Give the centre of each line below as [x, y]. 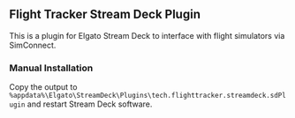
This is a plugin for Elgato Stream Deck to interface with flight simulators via [147, 35]
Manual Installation [51, 68]
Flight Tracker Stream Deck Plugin [105, 15]
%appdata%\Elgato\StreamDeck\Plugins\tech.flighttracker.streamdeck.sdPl [148, 96]
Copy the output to [43, 87]
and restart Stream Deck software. [90, 104]
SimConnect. [33, 45]
